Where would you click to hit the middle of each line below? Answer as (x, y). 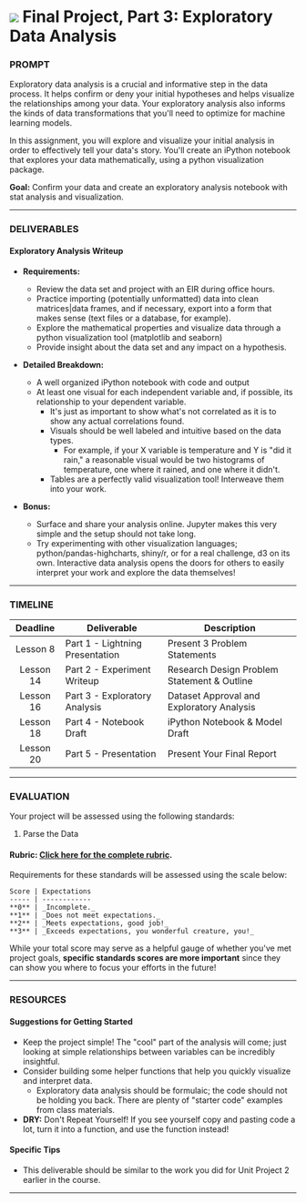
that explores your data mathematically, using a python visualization (137, 160)
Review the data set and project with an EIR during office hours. (156, 289)
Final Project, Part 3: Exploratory (148, 17)
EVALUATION (40, 796)
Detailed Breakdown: (63, 364)
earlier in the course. (61, 1179)
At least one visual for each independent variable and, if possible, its (164, 392)
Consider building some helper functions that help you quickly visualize (157, 1071)
